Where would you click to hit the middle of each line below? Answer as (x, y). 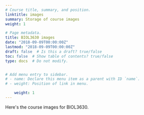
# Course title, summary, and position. (48, 10)
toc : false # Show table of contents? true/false (59, 56)
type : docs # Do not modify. (37, 61)
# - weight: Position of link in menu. (47, 84)
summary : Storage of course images (42, 19)
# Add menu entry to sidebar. (37, 74)
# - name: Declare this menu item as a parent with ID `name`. (73, 79)
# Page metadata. (23, 33)
